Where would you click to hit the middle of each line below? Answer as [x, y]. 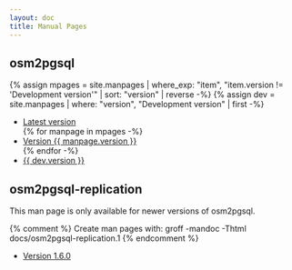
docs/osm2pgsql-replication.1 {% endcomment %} [104, 238]
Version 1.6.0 [46, 256]
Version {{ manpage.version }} [80, 141]
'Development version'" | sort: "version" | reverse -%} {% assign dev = [142, 95]
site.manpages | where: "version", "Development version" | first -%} [137, 105]
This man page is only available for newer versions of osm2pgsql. [132, 211]
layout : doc [32, 18]
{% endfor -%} [50, 151]
